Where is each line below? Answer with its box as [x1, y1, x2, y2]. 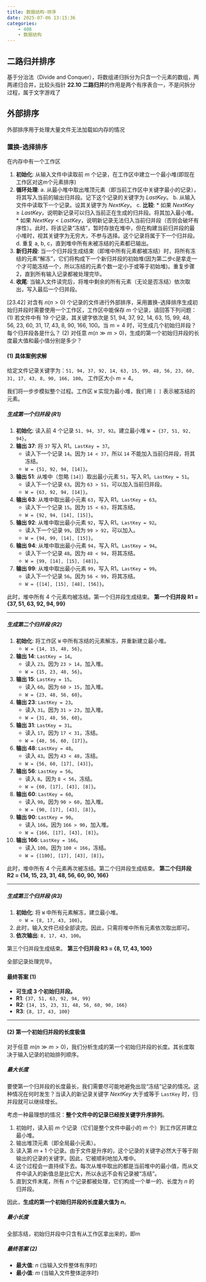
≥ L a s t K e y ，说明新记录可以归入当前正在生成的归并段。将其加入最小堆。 [15, 209, 197, 216]
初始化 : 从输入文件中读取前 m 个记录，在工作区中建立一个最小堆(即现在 [15, 171, 195, 178]
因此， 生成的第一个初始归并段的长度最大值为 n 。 [7, 1198, 130, 1205]
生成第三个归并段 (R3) [7, 892, 63, 900]
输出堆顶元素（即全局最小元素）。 [15, 1139, 100, 1147]
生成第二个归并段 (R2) [7, 620, 62, 628]
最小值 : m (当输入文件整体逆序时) [15, 1269, 100, 1276]
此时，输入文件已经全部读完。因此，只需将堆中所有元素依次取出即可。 [15, 924, 193, 931]
